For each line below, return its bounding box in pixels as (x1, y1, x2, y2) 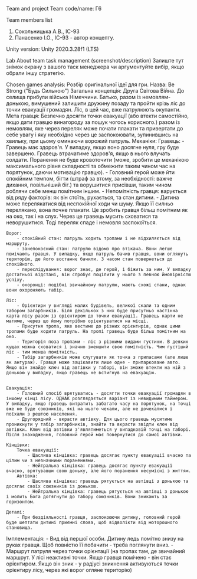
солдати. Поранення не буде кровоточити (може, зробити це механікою (6, 156, 189, 163)
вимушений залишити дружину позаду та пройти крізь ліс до (31, 100, 186, 107)
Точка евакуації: (17, 447, 60, 453)
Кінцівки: (6, 442, 31, 448)
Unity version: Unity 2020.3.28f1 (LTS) (6, 45, 99, 53)
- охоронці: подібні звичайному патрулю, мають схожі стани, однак (17, 282, 186, 288)
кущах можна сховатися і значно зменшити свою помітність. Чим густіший (6, 344, 189, 350)
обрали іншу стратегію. (6, 70, 65, 76)
